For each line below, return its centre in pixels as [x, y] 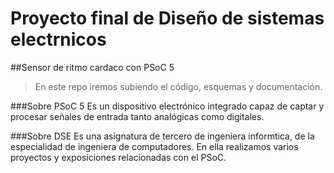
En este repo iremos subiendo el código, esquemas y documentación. [178, 86]
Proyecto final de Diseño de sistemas [167, 18]
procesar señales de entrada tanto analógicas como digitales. [137, 116]
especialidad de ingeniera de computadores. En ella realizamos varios [154, 146]
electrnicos [58, 39]
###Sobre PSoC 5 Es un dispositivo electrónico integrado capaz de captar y [167, 106]
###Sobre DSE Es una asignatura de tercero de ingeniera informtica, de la [162, 136]
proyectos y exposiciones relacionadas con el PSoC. [118, 157]
